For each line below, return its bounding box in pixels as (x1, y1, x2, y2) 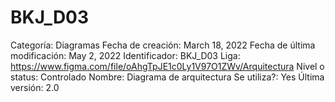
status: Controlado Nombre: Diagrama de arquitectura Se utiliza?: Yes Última (10, 71, 325, 83)
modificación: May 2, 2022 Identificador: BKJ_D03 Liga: (10, 49, 241, 61)
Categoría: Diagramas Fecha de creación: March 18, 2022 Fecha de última (10, 39, 316, 51)
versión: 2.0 (10, 81, 60, 93)
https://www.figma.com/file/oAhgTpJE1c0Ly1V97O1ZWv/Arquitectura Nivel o (10, 60, 325, 72)
